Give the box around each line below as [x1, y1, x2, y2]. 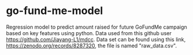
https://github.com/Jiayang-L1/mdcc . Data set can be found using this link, [6, 36, 186, 43]
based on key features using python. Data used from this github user [6, 29, 172, 36]
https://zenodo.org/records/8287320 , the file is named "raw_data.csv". [6, 42, 177, 49]
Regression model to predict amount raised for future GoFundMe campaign [6, 23, 187, 30]
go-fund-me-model [6, 4, 104, 18]
